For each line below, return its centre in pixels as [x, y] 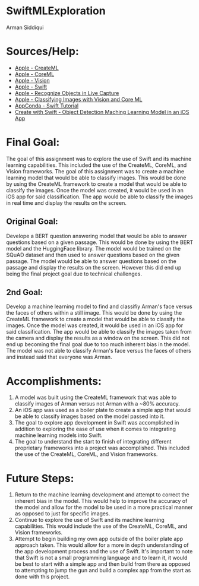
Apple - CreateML [37, 68]
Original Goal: [32, 222]
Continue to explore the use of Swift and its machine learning [89, 520]
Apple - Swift [31, 87]
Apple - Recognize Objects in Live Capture [67, 93]
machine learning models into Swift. [59, 435]
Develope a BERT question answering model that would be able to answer [97, 236]
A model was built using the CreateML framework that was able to [96, 397]
